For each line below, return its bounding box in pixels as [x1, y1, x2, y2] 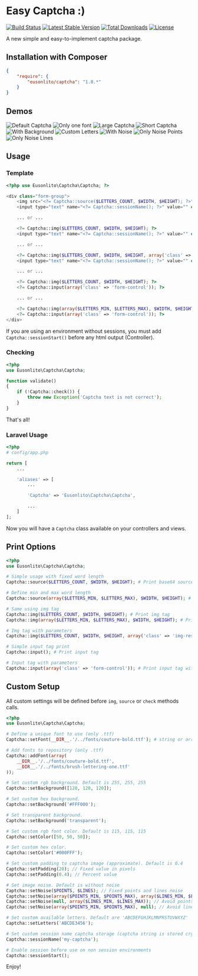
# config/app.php [6, 450, 49, 456]
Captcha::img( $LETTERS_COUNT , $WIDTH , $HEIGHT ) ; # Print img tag [6, 611, 170, 617]
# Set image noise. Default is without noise [6, 882, 120, 888]
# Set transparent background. [6, 812, 83, 818]
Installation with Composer [6, 52, 108, 63]
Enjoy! [6, 963, 22, 970]
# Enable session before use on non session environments [6, 947, 151, 953]
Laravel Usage [6, 431, 48, 439]
